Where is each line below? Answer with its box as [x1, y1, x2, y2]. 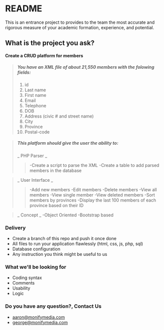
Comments [12, 280, 35, 286]
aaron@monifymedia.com [12, 314, 65, 320]
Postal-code [24, 129, 50, 135]
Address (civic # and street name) [24, 113, 94, 119]
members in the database [29, 167, 82, 173]
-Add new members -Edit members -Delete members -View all [29, 186, 157, 193]
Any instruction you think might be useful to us [12, 251, 108, 257]
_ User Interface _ [17, 177, 53, 183]
